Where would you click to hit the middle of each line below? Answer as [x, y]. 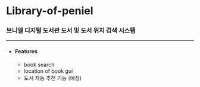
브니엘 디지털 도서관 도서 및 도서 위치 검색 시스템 [71, 31]
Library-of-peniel [50, 11]
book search [39, 65]
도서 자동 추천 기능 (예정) [53, 78]
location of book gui [48, 71]
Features [26, 51]
